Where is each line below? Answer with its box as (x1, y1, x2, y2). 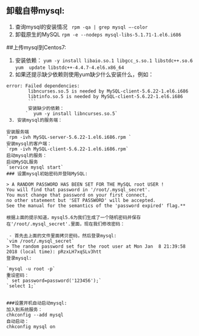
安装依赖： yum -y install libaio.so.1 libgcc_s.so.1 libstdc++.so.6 (15, 57, 193, 64)
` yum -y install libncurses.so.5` (25, 110, 118, 117)
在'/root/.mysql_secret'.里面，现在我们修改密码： (6, 221, 126, 227)
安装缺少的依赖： (28, 105, 65, 111)
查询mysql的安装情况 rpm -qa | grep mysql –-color (15, 23, 148, 30)
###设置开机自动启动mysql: (6, 300, 67, 306)
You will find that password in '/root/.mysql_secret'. (6, 186, 150, 193)
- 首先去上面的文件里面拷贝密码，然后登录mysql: (8, 233, 117, 239)
